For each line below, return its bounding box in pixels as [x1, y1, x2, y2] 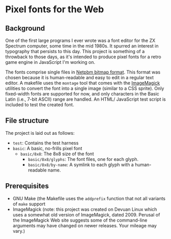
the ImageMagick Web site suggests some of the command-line [12, 217, 148, 223]
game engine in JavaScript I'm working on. [5, 59, 95, 65]
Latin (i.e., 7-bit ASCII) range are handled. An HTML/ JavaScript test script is [5, 96, 166, 102]
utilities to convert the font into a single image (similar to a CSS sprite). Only [5, 85, 164, 91]
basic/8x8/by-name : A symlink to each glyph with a [28, 161, 134, 168]
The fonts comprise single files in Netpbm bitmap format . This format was [5, 69, 161, 75]
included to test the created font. [5, 102, 75, 108]
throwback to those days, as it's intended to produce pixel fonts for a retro [5, 54, 162, 60]
